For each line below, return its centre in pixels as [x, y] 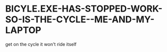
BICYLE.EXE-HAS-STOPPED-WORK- [84, 9]
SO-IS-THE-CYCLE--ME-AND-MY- [80, 19]
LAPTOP [23, 30]
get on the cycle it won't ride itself [41, 44]
